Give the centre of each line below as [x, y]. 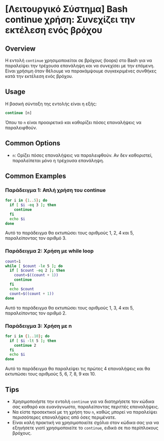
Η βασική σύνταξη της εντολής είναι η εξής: [51, 104]
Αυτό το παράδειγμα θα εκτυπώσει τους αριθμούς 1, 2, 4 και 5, [70, 233]
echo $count [22, 289]
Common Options [33, 143]
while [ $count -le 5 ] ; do [34, 266]
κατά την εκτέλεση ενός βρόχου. [39, 76]
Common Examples [36, 176]
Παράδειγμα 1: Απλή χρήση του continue [56, 190]
